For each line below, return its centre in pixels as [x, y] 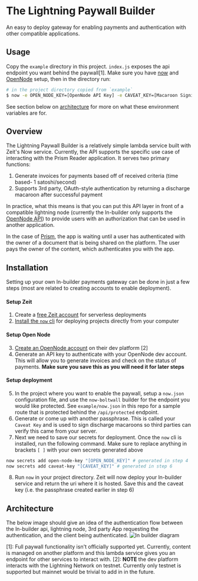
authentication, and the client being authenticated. [67, 535]
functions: [18, 164]
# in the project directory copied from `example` [70, 90]
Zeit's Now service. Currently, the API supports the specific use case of [93, 152]
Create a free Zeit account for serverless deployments [80, 315]
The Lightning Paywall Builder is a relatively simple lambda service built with [99, 145]
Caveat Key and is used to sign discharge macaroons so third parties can [103, 424]
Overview [24, 131]
